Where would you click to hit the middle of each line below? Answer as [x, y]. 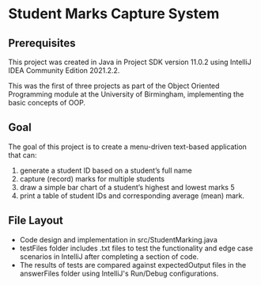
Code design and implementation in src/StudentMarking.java [118, 239]
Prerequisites [42, 43]
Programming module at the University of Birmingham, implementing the [126, 94]
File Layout [36, 221]
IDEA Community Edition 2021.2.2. [64, 71]
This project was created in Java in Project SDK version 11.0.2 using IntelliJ [130, 62]
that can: [23, 154]
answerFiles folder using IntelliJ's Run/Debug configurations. [119, 273]
